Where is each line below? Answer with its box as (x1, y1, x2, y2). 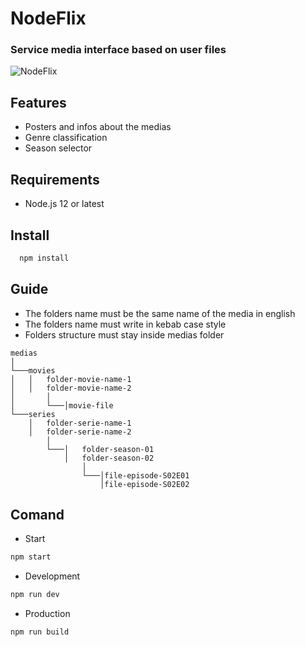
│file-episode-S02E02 (99, 479, 190, 489)
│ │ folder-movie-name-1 (10, 374, 132, 384)
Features (10, 94, 67, 111)
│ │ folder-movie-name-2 (10, 383, 132, 393)
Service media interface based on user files (10, 43, 227, 57)
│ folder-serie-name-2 (28, 427, 132, 437)
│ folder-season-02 (63, 453, 155, 463)
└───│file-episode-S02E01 (81, 470, 190, 481)
